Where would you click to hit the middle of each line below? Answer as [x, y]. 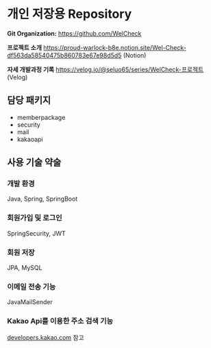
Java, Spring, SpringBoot [42, 199]
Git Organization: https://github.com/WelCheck [74, 33]
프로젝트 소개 [25, 47]
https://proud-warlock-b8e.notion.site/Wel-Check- [115, 47]
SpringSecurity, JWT [37, 233]
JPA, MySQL [25, 268]
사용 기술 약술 [34, 163]
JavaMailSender [30, 302]
